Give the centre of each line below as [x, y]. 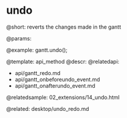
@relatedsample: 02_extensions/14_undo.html [63, 97]
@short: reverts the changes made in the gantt [64, 27]
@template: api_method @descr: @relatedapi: [63, 61]
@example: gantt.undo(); [37, 50]
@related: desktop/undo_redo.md [48, 108]
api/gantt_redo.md [38, 73]
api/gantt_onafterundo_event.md [55, 86]
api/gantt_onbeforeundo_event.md [57, 79]
